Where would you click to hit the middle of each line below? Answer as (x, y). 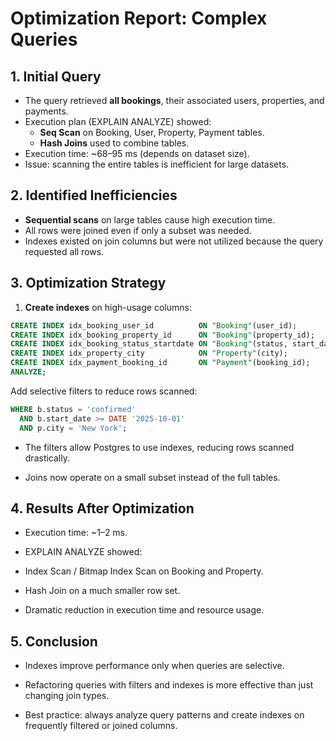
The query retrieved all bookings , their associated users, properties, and (174, 100)
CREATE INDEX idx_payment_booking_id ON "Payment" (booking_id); (160, 363)
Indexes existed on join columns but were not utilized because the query (174, 241)
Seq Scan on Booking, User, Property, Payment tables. (152, 132)
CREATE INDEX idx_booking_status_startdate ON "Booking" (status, (149, 344)
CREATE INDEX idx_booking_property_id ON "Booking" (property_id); (162, 335)
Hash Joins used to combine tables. (114, 143)
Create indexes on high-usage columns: (108, 307)
